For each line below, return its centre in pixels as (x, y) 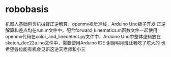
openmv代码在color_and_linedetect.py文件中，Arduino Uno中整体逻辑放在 (83, 36)
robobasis (27, 9)
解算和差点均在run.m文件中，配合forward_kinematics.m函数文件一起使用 (81, 30)
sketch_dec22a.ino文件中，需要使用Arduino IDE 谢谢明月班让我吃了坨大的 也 (85, 43)
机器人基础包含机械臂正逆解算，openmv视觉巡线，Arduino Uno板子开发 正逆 (85, 24)
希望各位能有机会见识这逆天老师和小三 (45, 49)
